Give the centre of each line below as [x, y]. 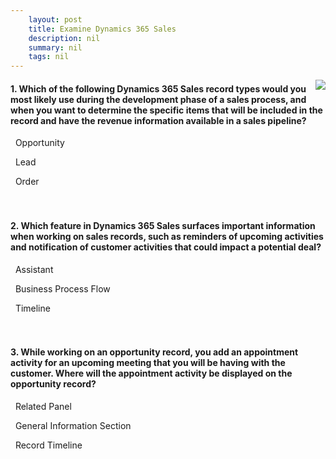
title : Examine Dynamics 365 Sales [102, 29]
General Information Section [73, 425]
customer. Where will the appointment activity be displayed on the [151, 373]
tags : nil [49, 57]
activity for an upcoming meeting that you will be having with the [148, 363]
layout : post [55, 19]
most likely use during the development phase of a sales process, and [158, 99]
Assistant [34, 269]
